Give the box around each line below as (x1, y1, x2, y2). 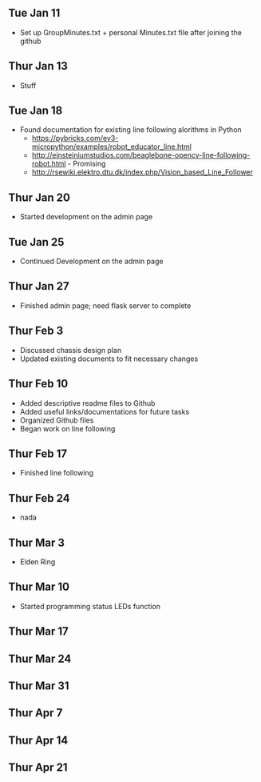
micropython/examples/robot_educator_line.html (31, 142, 192, 151)
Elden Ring (19, 556, 56, 567)
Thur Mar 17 (8, 624, 69, 639)
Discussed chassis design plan (19, 345, 122, 355)
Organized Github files (19, 415, 94, 425)
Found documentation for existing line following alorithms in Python (19, 125, 242, 134)
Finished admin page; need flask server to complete (19, 300, 192, 311)
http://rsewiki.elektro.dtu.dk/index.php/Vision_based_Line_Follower (31, 167, 254, 177)
